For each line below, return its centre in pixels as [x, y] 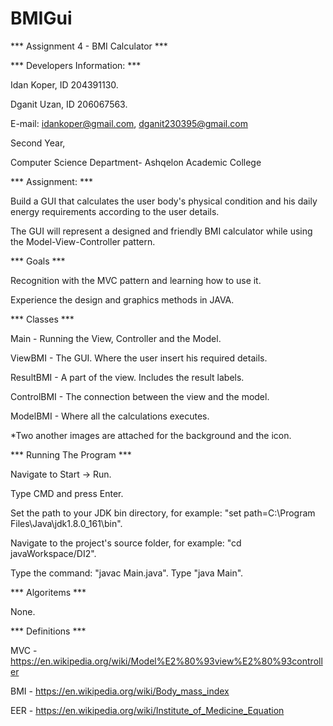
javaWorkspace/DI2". [53, 553]
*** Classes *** [42, 319]
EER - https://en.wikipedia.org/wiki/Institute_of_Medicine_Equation [147, 710]
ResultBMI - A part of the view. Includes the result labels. [127, 377]
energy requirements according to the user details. [115, 211]
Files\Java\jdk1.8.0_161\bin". [66, 523]
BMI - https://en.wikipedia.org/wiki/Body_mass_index [120, 691]
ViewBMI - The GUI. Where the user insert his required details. [139, 358]
